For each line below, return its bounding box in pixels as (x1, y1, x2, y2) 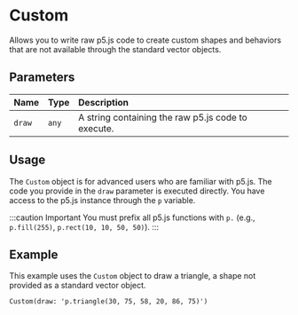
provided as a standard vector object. (9, 280, 146, 291)
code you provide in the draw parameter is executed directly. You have (9, 185, 265, 196)
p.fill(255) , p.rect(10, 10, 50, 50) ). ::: (9, 221, 160, 232)
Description (78, 96, 129, 108)
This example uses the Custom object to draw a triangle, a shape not (9, 271, 256, 281)
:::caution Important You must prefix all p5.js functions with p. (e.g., (9, 212, 255, 223)
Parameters (9, 70, 75, 85)
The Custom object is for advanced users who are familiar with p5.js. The (9, 176, 272, 186)
